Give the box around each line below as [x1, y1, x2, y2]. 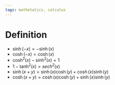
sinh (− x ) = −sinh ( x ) [12, 46, 54, 52]
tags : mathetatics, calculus [5, 7, 66, 13]
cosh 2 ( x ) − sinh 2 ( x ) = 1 [12, 56, 60, 63]
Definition [5, 29, 47, 40]
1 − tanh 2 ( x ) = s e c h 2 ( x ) [12, 62, 60, 69]
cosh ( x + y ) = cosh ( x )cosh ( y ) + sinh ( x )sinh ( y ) [12, 74, 110, 80]
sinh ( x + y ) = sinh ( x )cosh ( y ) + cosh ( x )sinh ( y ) [12, 68, 109, 74]
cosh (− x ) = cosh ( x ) [12, 51, 54, 57]
